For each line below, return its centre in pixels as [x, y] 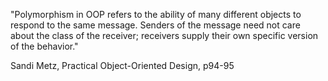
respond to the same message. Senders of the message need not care [155, 25]
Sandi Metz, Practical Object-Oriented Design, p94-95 [122, 65]
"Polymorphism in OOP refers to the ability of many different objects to [156, 14]
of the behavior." [44, 46]
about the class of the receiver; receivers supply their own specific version [164, 35]
